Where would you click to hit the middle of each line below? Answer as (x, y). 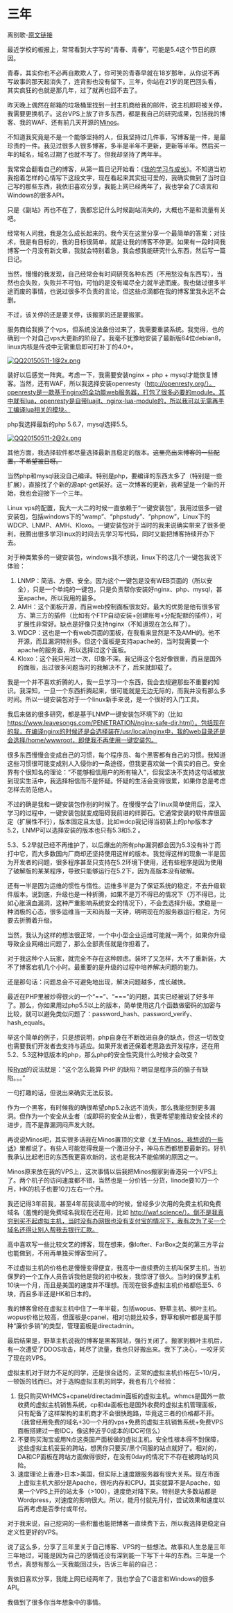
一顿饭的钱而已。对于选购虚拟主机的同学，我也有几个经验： (92, 1381)
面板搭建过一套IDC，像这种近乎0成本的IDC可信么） (90, 1430)
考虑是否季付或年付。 (60, 1508)
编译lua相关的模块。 (42, 409)
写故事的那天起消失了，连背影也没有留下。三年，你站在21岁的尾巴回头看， (114, 81)
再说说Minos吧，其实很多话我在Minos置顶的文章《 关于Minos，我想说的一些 (115, 1139)
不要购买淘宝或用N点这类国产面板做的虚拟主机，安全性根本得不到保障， (120, 1439)
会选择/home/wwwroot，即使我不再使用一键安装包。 (82, 740)
